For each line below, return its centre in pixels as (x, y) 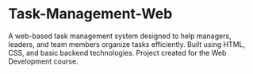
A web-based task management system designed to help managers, (120, 36)
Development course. (43, 61)
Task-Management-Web (90, 14)
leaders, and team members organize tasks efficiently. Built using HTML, (127, 44)
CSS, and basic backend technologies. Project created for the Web (117, 53)
